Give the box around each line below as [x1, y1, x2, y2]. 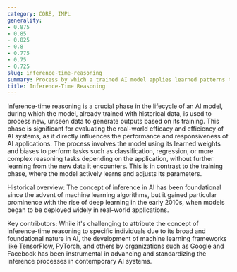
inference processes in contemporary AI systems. [7, 257, 152, 266]
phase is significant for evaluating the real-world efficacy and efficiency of [7, 124, 224, 133]
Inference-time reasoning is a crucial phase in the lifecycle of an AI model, [7, 102, 224, 110]
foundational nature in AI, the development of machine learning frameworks [7, 235, 227, 243]
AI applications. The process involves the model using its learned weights [7, 139, 221, 148]
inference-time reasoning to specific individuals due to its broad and [7, 227, 206, 235]
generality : [7, 17, 42, 24]
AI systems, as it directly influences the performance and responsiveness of [7, 132, 229, 141]
